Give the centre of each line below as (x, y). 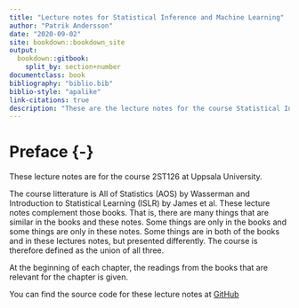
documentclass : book (48, 75)
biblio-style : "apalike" (55, 91)
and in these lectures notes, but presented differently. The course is (133, 241)
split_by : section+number (73, 67)
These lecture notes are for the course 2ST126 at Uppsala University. (136, 177)
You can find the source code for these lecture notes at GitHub (124, 295)
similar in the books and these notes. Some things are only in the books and (148, 222)
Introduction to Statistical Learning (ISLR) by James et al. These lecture (140, 203)
